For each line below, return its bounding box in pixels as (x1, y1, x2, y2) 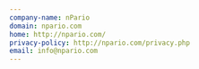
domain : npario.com (9, 22, 82, 30)
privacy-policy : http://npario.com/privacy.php (9, 38, 191, 47)
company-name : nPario (9, 13, 91, 22)
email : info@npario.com (9, 47, 99, 56)
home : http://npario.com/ (9, 30, 106, 39)
